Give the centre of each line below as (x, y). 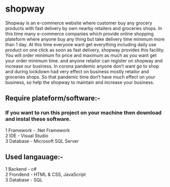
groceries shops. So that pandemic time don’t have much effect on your (80, 77)
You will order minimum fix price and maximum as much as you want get (81, 55)
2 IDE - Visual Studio (27, 136)
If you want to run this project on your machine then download (83, 113)
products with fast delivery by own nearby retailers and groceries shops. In (84, 28)
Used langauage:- (34, 157)
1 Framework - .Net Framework (38, 130)
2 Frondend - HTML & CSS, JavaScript (46, 175)
